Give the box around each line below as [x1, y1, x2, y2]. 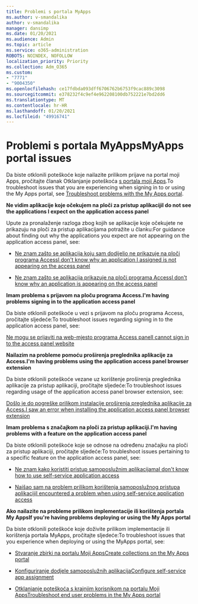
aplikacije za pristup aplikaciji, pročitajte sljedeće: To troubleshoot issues [6, 382, 182, 389]
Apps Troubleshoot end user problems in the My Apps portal [14, 592, 161, 599]
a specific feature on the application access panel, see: [6, 454, 141, 462]
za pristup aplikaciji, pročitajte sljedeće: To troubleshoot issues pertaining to [6, 448, 190, 455]
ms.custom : [6, 69, 33, 75]
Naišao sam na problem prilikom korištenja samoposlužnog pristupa [14, 484, 180, 491]
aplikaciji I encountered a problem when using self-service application [14, 490, 184, 497]
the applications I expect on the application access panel [6, 208, 149, 215]
